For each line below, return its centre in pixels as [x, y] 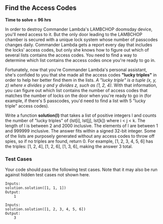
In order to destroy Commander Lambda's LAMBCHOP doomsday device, [79, 29]
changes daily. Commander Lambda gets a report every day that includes [79, 45]
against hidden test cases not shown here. [47, 175]
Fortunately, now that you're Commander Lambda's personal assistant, [76, 70]
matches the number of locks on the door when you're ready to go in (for [78, 95]
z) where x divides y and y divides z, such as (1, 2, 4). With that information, [81, 85]
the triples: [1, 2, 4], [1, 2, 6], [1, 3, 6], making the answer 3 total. [69, 146]
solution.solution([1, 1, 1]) [36, 188]
